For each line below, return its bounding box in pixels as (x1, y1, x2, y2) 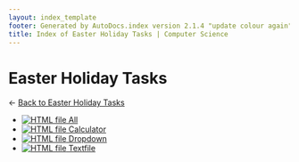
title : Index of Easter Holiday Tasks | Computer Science (8, 29, 228, 38)
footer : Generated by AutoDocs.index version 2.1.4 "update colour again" (8, 21, 293, 30)
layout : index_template (8, 12, 97, 22)
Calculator (68, 124, 106, 134)
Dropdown (68, 134, 108, 144)
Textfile (68, 143, 96, 154)
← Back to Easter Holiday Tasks (8, 97, 126, 108)
